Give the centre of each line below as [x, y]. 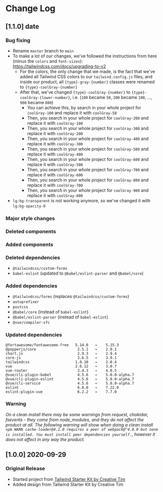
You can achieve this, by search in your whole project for [84, 107]
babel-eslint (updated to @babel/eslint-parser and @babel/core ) [78, 273]
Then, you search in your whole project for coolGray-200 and [88, 118]
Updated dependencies [34, 335]
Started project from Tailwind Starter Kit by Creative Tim [69, 479]
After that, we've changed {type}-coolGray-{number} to [75, 92]
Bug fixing [18, 40]
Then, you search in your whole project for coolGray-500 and [88, 149]
